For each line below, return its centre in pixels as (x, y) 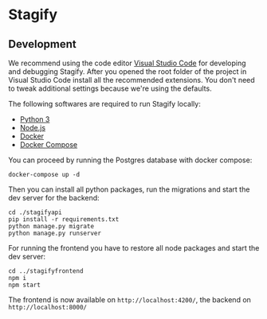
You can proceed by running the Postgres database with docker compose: (130, 160)
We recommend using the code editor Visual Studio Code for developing (127, 63)
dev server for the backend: (54, 198)
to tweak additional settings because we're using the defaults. (110, 88)
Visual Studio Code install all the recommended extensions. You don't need (132, 80)
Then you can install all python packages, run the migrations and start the (129, 189)
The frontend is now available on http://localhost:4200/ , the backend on (130, 300)
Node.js (33, 128)
